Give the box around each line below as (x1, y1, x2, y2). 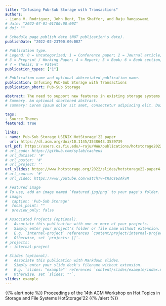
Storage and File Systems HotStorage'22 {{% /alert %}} (5, 295, 119, 301)
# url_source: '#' (5, 171, 43, 176)
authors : (5, 12, 23, 17)
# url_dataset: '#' (5, 153, 45, 158)
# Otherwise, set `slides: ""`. (5, 272, 77, 277)
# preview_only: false (5, 208, 54, 213)
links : (5, 130, 19, 135)
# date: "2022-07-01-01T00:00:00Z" (5, 21, 79, 26)
